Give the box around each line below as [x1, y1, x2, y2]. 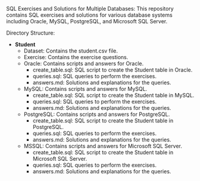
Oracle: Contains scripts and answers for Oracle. [23, 60, 144, 67]
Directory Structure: [6, 29, 56, 36]
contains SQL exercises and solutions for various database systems [6, 11, 173, 19]
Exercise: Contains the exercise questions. [23, 54, 128, 60]
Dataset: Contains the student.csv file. [23, 47, 118, 54]
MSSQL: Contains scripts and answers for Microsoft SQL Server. [23, 143, 183, 149]
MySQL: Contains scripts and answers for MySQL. [23, 85, 147, 92]
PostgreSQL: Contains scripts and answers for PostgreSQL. [23, 111, 170, 118]
